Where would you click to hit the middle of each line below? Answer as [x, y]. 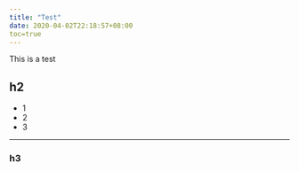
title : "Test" [36, 17]
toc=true [25, 34]
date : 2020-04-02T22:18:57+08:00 [71, 26]
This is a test [32, 59]
